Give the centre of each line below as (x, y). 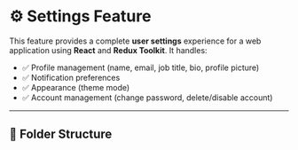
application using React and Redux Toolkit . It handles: (108, 50)
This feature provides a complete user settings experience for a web (135, 41)
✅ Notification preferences (71, 77)
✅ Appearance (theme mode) (76, 87)
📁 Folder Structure (61, 134)
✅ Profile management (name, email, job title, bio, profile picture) (141, 67)
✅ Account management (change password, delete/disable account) (147, 97)
